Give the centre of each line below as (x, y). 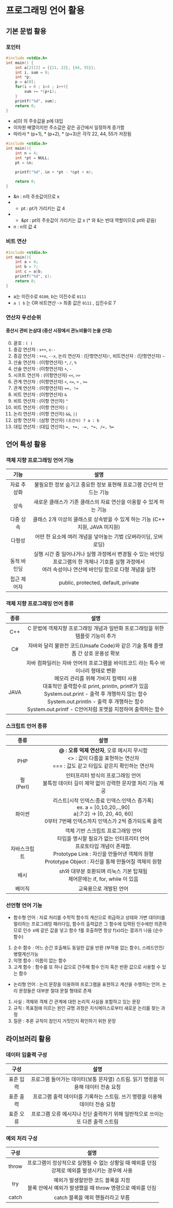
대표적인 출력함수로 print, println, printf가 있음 (96, 686)
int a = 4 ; (27, 262)
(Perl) (23, 787)
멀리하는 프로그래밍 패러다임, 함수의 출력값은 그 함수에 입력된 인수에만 (83, 924)
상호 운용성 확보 (102, 653)
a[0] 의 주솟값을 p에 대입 (38, 121)
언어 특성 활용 (26, 445)
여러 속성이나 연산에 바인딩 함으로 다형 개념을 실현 (99, 570)
